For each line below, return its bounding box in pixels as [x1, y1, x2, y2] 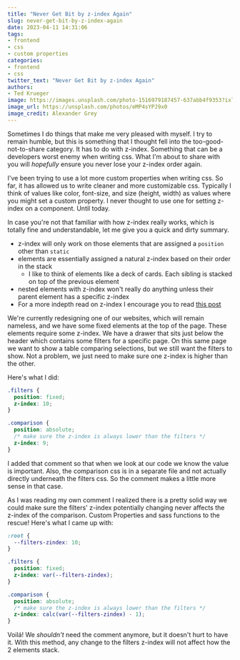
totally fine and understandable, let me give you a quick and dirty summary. [7, 225, 230, 234]
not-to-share [7, 144, 45, 153]
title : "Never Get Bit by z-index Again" [7, 10, 133, 18]
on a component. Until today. [24, 204, 111, 213]
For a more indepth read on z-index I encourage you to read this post [17, 300, 221, 308]
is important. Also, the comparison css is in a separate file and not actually [7, 467, 226, 475]
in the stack [17, 262, 52, 270]
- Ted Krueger [7, 90, 50, 97]
